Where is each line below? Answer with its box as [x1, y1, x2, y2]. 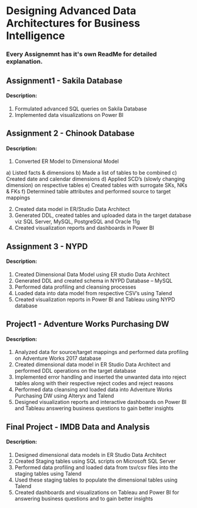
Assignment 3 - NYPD [6, 241, 88, 251]
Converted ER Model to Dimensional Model [14, 158, 119, 165]
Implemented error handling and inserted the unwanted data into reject [14, 373, 186, 380]
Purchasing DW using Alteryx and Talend [14, 392, 115, 399]
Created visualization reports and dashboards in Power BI [14, 225, 155, 232]
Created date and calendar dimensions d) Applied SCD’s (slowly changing [6, 175, 185, 183]
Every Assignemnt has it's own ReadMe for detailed [6, 50, 157, 58]
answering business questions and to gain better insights [14, 495, 153, 502]
